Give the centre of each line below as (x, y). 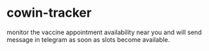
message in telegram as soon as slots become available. (88, 39)
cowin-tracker (49, 13)
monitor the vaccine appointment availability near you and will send (104, 32)
